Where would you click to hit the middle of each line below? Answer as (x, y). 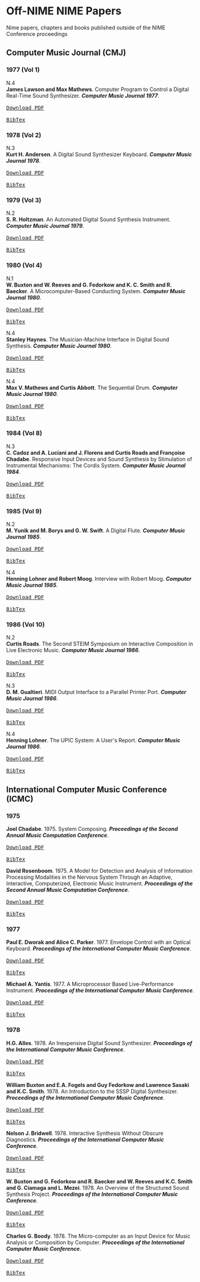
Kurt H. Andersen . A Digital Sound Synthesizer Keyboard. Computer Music (99, 154)
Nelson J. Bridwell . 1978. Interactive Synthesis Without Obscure (85, 1133)
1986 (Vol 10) (25, 625)
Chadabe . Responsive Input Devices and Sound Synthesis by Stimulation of (99, 459)
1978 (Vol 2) (24, 135)
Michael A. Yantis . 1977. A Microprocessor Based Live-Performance (90, 984)
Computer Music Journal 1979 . (45, 226)
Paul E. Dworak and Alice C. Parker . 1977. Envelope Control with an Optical (99, 942)
